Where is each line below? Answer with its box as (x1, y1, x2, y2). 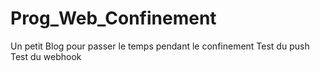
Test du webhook (10, 50, 82, 62)
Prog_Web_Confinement (10, 7, 217, 30)
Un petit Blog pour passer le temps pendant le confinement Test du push (10, 40, 310, 52)
